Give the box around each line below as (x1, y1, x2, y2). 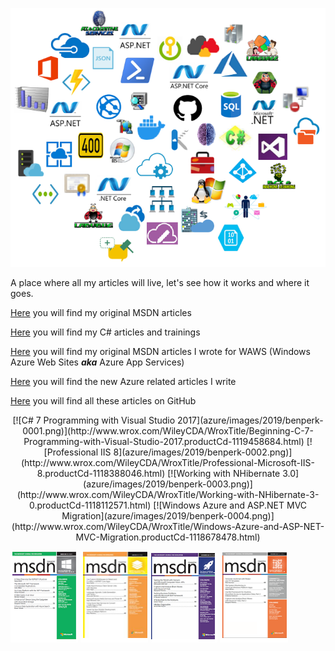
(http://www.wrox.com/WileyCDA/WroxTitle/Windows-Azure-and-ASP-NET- (11, 520, 325, 532)
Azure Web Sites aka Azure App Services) (10, 356, 185, 368)
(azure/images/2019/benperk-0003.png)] (83, 478, 253, 490)
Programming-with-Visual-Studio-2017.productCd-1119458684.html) (23, 435, 305, 447)
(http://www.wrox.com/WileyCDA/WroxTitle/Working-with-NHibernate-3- (16, 488, 320, 500)
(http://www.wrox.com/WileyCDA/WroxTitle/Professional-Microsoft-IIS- (20, 456, 315, 468)
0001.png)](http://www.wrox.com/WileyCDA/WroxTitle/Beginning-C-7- (22, 424, 314, 437)
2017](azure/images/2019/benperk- (177, 414, 324, 426)
